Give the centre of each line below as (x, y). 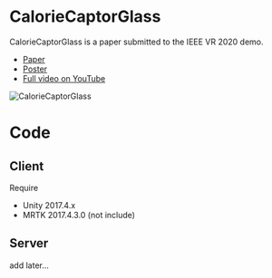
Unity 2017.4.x (49, 205)
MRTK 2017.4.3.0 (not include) (79, 215)
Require (24, 187)
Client (27, 166)
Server (29, 243)
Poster (35, 69)
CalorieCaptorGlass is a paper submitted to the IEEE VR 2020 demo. (137, 42)
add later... (29, 265)
